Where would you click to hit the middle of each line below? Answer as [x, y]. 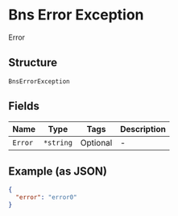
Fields [24, 106]
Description [143, 129]
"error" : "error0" [47, 197]
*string [58, 142]
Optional [96, 142]
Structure [33, 63]
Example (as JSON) [58, 171]
